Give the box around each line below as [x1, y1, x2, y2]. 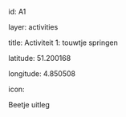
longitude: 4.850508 [8, 69, 76, 79]
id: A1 [8, 7, 26, 16]
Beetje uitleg [8, 100, 51, 109]
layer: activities [8, 22, 59, 31]
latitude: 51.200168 [8, 54, 71, 63]
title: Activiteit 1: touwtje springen [8, 38, 118, 47]
